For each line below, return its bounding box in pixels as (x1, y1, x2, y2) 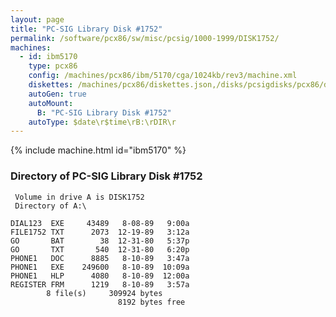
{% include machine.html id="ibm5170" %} (10, 144, 187, 156)
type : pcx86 (28, 61, 78, 71)
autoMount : (28, 98, 74, 108)
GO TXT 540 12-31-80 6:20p (10, 244, 190, 255)
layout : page (10, 14, 65, 25)
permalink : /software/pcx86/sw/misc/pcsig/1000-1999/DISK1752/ (10, 33, 280, 43)
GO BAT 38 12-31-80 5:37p (10, 236, 190, 246)
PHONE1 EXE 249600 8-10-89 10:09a (10, 262, 190, 272)
